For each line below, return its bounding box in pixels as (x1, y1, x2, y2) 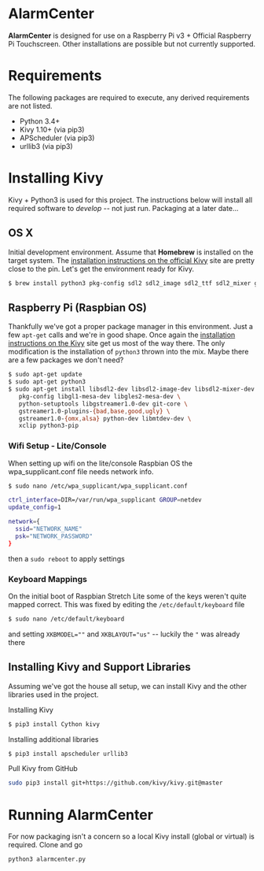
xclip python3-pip (18, 422, 79, 430)
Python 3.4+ (19, 116, 60, 126)
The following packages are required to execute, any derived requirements (8, 92, 250, 102)
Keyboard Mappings (8, 573, 88, 584)
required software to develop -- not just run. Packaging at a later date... (8, 203, 239, 213)
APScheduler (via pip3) (19, 133, 95, 143)
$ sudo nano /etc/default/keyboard (8, 615, 125, 623)
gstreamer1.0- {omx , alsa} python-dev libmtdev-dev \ (18, 414, 192, 422)
